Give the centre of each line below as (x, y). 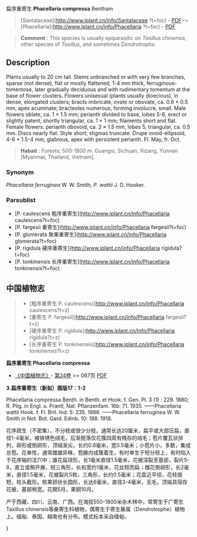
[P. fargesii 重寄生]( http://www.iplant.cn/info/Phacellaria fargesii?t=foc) (100, 227)
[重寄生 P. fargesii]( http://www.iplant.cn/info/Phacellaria (97, 317)
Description (28, 63)
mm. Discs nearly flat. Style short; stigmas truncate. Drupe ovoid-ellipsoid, (96, 133)
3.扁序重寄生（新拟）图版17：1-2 (46, 388)
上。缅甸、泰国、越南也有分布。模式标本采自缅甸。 (68, 516)
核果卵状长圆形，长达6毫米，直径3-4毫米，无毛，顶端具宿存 (115, 482)
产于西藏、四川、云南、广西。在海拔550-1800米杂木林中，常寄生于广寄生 (95, 502)
